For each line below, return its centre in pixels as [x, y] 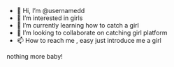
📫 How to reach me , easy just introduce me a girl [89, 40]
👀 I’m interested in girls [50, 18]
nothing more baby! [35, 56]
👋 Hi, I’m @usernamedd [51, 11]
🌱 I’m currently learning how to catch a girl [78, 25]
